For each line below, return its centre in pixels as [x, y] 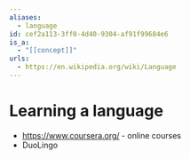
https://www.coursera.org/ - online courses [102, 135]
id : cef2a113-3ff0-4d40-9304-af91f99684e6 [89, 34]
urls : [19, 59]
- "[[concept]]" [47, 51]
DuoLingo [40, 145]
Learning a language [87, 111]
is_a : [19, 42]
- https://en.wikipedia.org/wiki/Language [97, 68]
